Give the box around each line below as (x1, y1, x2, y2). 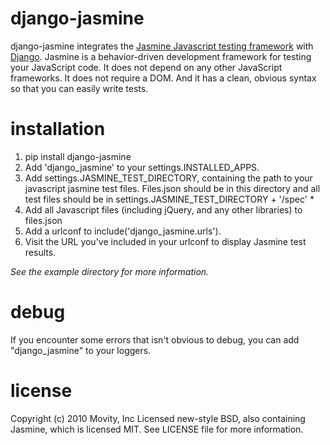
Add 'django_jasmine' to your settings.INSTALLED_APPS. (24, 161, 260, 173)
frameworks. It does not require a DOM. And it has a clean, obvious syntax (10, 72, 317, 84)
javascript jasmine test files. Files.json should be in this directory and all (24, 182, 321, 194)
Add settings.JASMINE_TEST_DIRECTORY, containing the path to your (24, 172, 313, 184)
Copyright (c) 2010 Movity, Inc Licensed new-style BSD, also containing (10, 412, 306, 424)
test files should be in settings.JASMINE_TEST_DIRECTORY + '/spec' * (24, 193, 315, 205)
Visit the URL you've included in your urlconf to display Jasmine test (24, 235, 307, 247)
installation (10, 118, 106, 141)
